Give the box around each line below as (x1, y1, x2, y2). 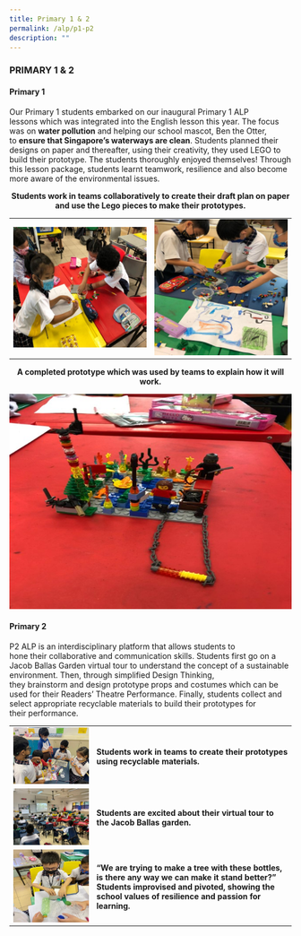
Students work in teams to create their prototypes (96, 746, 288, 757)
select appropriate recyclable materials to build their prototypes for (9, 698, 257, 709)
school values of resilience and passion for (96, 890, 262, 901)
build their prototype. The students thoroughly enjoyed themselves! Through (9, 153, 292, 165)
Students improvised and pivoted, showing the (96, 881, 275, 892)
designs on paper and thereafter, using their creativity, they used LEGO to (9, 144, 281, 155)
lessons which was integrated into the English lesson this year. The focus (9, 116, 279, 126)
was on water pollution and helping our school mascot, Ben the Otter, (9, 126, 267, 136)
